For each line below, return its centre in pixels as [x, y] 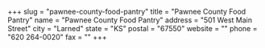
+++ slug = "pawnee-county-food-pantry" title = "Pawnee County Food [127, 12]
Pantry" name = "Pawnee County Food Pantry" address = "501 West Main [130, 20]
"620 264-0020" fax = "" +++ [58, 37]
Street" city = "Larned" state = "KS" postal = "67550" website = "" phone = [132, 28]
